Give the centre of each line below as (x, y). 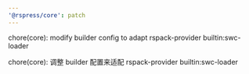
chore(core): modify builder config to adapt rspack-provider (105, 37)
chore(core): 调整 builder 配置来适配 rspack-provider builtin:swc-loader (123, 62)
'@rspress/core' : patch (47, 15)
